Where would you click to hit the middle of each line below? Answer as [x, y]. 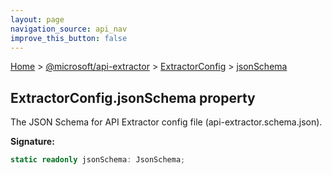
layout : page [37, 19]
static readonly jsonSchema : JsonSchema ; [98, 160]
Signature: [32, 142]
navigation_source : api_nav [69, 29]
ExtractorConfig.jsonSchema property [133, 97]
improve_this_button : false [69, 38]
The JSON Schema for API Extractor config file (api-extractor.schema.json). [166, 122]
